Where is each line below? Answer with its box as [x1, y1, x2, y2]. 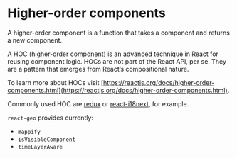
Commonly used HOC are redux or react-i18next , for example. [7, 99, 189, 108]
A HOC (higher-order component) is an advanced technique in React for [7, 50, 219, 58]
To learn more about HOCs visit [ [7, 78, 104, 86]
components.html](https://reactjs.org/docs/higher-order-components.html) [7, 86, 228, 94]
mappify [17, 128, 41, 135]
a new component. [7, 35, 63, 44]
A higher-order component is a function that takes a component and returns [7, 28, 230, 37]
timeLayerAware [17, 143, 63, 150]
